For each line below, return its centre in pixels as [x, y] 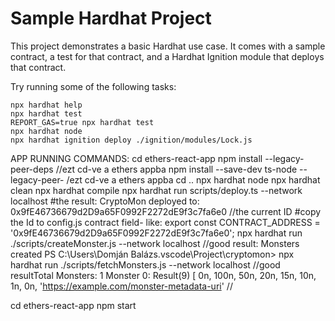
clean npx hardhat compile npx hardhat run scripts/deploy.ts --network [156, 190]
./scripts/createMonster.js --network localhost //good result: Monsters [155, 243]
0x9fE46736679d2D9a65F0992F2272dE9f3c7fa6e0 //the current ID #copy [166, 211]
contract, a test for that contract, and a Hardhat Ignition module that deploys [167, 56]
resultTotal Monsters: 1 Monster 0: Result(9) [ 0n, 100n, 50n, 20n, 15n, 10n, [163, 275]
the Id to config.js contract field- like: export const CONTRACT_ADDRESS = [165, 222]
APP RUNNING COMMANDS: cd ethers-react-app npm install [136, 158]
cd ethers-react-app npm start [73, 305]
